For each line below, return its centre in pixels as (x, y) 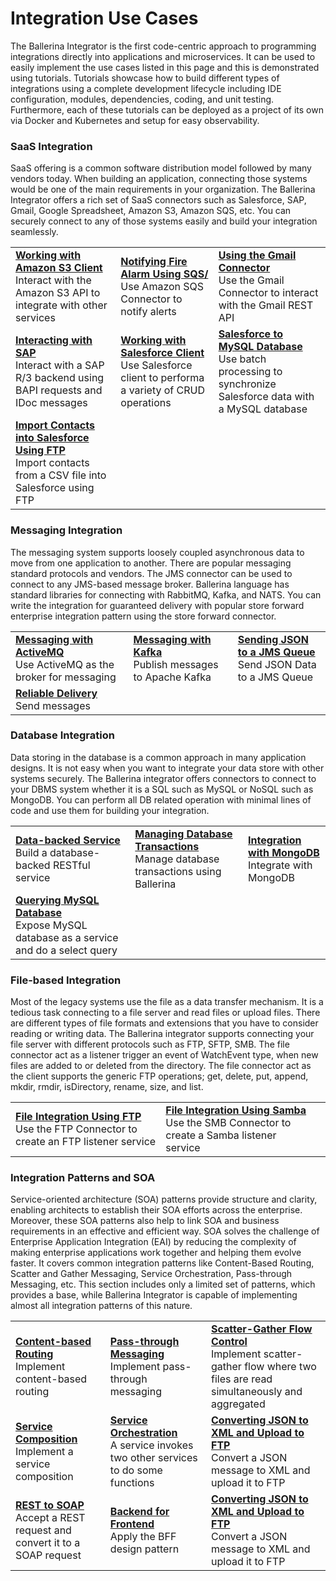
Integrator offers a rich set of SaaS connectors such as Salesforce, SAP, (158, 200)
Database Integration (62, 735)
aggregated (238, 1404)
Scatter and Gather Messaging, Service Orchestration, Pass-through (151, 1274)
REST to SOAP (50, 1505)
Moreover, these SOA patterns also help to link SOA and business (145, 1221)
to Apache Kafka (172, 677)
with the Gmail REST (266, 305)
